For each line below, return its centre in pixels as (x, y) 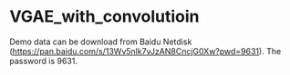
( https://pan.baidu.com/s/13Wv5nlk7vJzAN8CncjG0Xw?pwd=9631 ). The (145, 51)
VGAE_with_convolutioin (104, 17)
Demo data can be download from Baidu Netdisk (101, 42)
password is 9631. (43, 61)
